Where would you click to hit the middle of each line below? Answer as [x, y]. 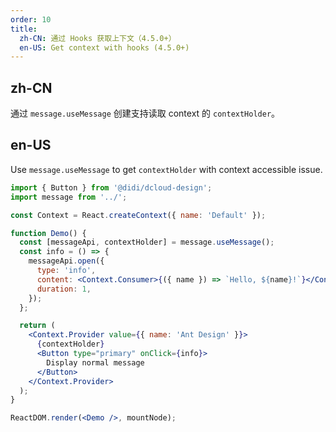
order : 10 [31, 19]
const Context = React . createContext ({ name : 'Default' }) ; [138, 215]
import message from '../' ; [69, 197]
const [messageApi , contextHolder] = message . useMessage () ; [147, 242]
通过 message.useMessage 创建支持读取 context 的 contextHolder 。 [145, 113]
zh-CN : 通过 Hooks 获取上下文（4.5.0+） [98, 38]
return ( [37, 326]
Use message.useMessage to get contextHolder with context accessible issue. [166, 169]
